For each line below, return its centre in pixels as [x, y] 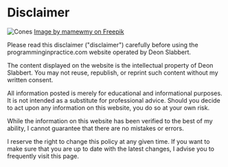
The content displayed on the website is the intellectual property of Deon [110, 65]
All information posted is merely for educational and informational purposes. [115, 93]
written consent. [30, 79]
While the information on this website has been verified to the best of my [110, 120]
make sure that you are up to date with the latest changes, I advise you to [111, 149]
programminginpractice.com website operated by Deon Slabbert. [99, 52]
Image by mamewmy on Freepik [79, 31]
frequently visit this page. [43, 156]
